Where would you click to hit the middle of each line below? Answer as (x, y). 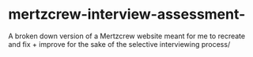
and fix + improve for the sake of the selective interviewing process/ (119, 44)
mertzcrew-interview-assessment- (127, 14)
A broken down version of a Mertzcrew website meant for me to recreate (127, 36)
